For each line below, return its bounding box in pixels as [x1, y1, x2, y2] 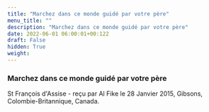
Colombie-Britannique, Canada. [7, 97, 100, 106]
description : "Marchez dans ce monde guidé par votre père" [7, 23, 189, 30]
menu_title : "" [7, 17, 52, 24]
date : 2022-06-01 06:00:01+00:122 [7, 30, 110, 38]
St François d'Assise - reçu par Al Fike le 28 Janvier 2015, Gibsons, [7, 89, 203, 98]
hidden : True [7, 43, 46, 50]
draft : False [7, 37, 46, 44]
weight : [7, 50, 30, 57]
